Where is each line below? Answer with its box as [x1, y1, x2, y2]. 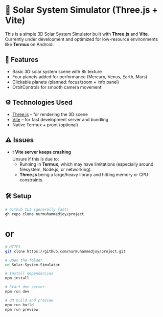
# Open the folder [5, 258, 43, 263]
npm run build [5, 302, 34, 307]
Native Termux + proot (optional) [12, 122, 78, 128]
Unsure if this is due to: [12, 156, 59, 162]
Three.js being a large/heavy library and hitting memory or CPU [19, 172, 148, 178]
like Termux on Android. [5, 41, 54, 47]
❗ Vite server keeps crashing [12, 149, 71, 155]
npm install [5, 276, 29, 281]
